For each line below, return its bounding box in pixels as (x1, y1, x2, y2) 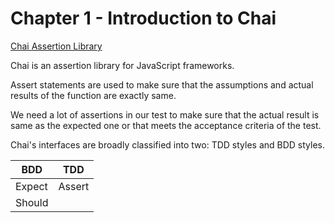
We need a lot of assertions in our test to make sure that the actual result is (10, 108, 320, 121)
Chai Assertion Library (10, 40, 103, 52)
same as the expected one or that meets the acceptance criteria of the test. (10, 119, 322, 131)
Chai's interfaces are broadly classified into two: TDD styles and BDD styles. (10, 138, 325, 151)
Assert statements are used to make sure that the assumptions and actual (10, 78, 314, 91)
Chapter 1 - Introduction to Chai (10, 7, 277, 30)
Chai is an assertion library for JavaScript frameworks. (10, 59, 235, 71)
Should (15, 195, 49, 209)
